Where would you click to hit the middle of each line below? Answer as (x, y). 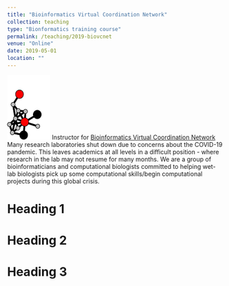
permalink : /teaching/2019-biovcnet (59, 37)
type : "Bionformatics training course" (64, 29)
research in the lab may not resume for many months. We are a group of (109, 159)
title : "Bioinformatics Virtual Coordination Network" (87, 14)
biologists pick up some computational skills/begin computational (110, 174)
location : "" (26, 59)
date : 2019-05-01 (32, 51)
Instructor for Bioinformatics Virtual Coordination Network (133, 137)
